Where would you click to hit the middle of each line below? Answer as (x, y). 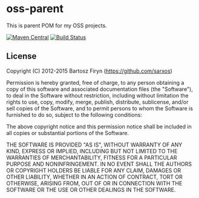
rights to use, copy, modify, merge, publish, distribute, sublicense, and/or (97, 102)
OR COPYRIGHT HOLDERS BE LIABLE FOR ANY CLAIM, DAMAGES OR (94, 170)
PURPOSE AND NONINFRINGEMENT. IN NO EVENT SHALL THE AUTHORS (99, 164)
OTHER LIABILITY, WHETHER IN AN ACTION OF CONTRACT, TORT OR (94, 177)
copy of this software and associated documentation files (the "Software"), (100, 89)
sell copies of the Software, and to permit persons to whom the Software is (100, 108)
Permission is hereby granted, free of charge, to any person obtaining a (95, 82)
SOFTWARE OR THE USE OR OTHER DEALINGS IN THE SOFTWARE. (91, 190)
